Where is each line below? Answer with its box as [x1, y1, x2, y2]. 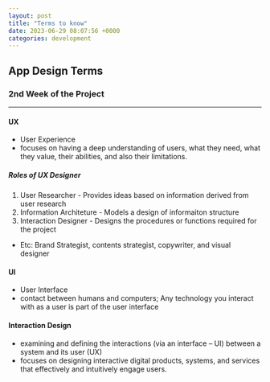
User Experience [19, 134, 76, 145]
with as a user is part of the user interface [19, 302, 159, 312]
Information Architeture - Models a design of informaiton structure [19, 207, 239, 217]
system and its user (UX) [19, 347, 103, 356]
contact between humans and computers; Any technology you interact [19, 294, 255, 303]
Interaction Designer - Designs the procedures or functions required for [19, 216, 257, 226]
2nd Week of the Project [8, 88, 104, 99]
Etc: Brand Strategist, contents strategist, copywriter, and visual [19, 240, 231, 250]
